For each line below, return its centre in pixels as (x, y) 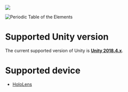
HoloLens (22, 84)
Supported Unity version (57, 37)
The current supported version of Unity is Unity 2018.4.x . (64, 50)
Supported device (43, 70)
